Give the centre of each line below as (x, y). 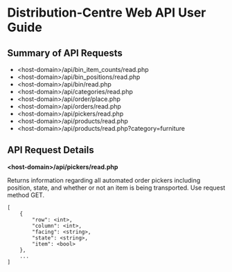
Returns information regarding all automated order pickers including (104, 180)
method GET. (26, 194)
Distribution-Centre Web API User (107, 13)
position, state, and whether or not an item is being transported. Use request (116, 188)
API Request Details (51, 150)
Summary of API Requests (65, 53)
